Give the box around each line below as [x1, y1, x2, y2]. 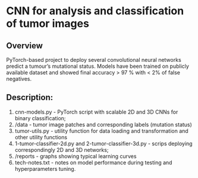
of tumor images [6, 17, 89, 30]
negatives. [6, 76, 32, 82]
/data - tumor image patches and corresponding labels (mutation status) [14, 121, 192, 128]
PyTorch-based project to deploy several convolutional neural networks [6, 57, 181, 63]
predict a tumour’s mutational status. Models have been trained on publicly [6, 63, 189, 70]
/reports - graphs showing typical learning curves [14, 152, 137, 160]
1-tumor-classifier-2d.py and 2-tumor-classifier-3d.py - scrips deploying [14, 140, 193, 147]
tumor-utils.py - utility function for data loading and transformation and [14, 127, 188, 135]
